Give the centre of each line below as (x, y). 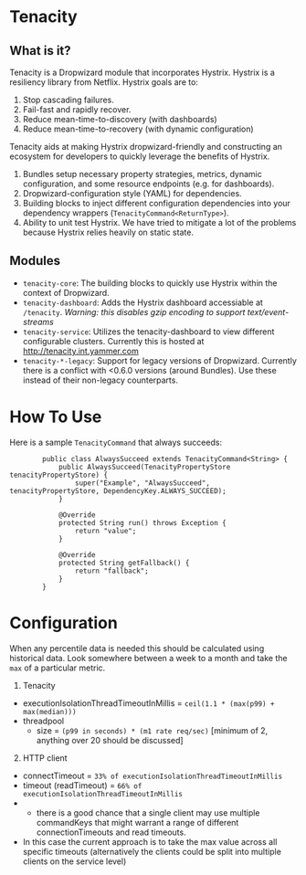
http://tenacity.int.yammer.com (80, 351)
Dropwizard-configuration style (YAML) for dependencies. (132, 193)
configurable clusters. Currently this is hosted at (113, 341)
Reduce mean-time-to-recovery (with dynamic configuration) (138, 129)
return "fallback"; (111, 571)
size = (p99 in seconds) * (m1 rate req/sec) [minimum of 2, (152, 730)
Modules (35, 261)
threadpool (43, 721)
